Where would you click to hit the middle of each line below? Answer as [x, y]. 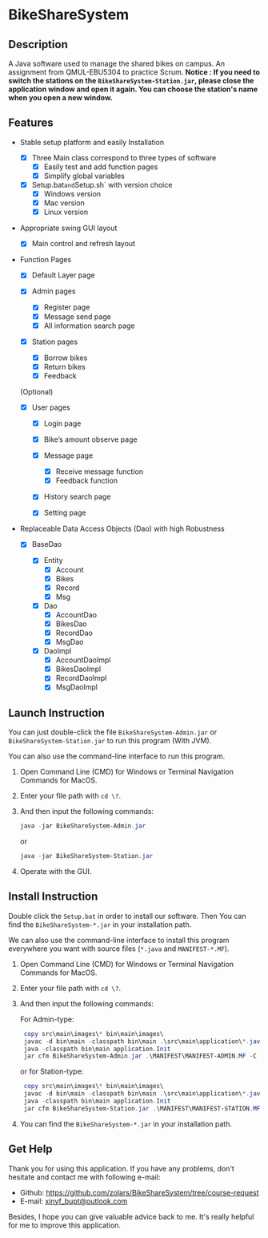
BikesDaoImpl [78, 669]
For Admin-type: [47, 1019]
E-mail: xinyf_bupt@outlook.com [74, 1201]
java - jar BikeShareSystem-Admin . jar [83, 826]
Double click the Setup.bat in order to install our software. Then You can [127, 916]
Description [38, 45]
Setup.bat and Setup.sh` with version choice [102, 185]
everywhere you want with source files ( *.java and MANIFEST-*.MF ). [119, 949]
